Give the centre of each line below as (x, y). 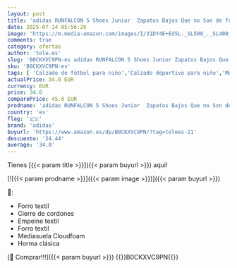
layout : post (26, 14)
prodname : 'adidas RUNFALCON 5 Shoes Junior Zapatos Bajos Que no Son (115, 106)
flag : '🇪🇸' (25, 118)
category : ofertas (34, 47)
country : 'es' (28, 112)
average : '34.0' (31, 145)
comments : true (30, 40)
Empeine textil (38, 221)
